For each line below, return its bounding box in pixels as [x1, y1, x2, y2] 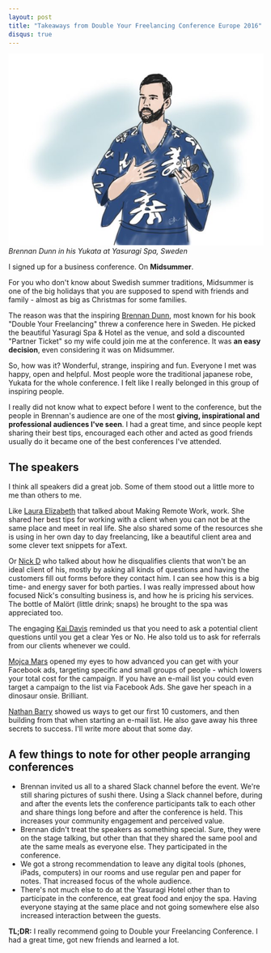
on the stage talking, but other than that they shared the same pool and [19, 833, 257, 843]
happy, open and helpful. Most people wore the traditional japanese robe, [8, 370, 253, 379]
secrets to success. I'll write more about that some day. [8, 724, 193, 733]
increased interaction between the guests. [19, 911, 162, 920]
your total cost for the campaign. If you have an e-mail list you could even [8, 673, 254, 684]
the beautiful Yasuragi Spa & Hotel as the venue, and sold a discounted [8, 328, 245, 338]
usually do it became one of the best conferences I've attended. [8, 437, 222, 447]
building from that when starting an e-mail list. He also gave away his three [8, 716, 258, 725]
